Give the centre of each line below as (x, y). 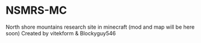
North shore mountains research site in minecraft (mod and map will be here (100, 27)
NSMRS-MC (36, 10)
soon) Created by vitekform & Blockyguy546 (61, 33)
